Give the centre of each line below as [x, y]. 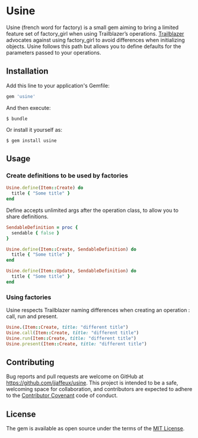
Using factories [29, 297]
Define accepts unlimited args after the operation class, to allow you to [92, 210]
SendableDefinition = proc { [42, 227]
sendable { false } [36, 233]
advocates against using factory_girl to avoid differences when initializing [95, 40]
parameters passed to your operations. [54, 52]
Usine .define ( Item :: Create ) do [45, 188]
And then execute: [28, 107]
